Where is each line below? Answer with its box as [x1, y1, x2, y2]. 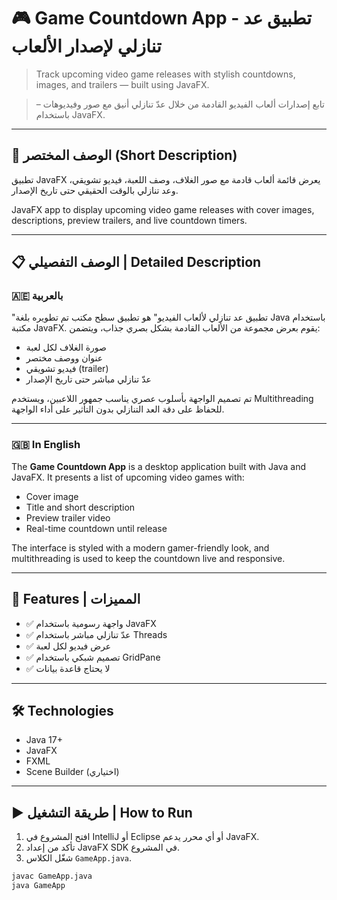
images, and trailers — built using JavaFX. [35, 78, 210, 90]
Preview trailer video [25, 511, 111, 524]
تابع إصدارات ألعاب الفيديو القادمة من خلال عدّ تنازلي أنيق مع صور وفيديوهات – [35, 98, 325, 110]
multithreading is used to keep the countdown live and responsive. [11, 552, 286, 564]
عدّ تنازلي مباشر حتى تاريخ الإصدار [25, 373, 152, 385]
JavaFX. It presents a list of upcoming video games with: [11, 471, 245, 483]
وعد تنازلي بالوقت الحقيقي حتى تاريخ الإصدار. [11, 184, 179, 196]
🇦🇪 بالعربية [11, 289, 64, 303]
